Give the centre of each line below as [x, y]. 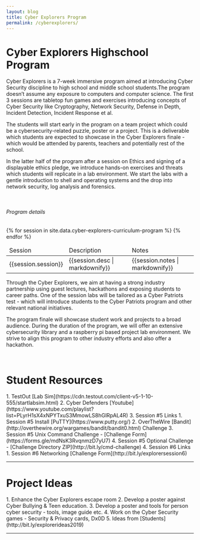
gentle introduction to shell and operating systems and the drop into [89, 180]
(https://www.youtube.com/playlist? [50, 409]
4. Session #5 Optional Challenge [152, 441]
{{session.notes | [155, 260]
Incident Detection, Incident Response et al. [60, 113]
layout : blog [22, 12]
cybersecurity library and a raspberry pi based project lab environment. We [99, 332]
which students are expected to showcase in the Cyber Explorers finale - [96, 137]
